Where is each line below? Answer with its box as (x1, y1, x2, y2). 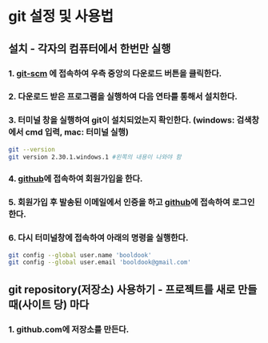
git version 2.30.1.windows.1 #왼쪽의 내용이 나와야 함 (8, 153, 182, 161)
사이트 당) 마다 (22, 297, 90, 311)
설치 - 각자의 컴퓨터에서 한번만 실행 (8, 42, 171, 55)
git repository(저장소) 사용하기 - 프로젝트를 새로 (8, 282, 236, 297)
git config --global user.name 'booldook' (8, 251, 152, 259)
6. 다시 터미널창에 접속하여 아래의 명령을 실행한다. (8, 232, 189, 244)
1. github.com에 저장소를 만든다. (8, 324, 130, 335)
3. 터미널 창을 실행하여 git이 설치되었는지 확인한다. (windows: (8, 115, 235, 126)
